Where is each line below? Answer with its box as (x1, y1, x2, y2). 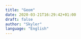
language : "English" (5, 26, 49, 31)
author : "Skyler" (5, 21, 42, 27)
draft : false (5, 17, 33, 22)
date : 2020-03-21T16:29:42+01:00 (5, 12, 76, 17)
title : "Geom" (5, 7, 36, 13)
